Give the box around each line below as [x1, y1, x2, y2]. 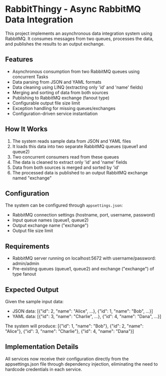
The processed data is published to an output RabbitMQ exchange [12, 169, 148, 175]
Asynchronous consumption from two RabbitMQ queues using [12, 68, 140, 74]
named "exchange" [12, 175, 52, 181]
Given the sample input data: [5, 299, 64, 304]
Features [5, 55, 33, 64]
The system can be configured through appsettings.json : [5, 202, 123, 209]
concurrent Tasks [12, 73, 49, 80]
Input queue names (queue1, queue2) [12, 217, 89, 223]
